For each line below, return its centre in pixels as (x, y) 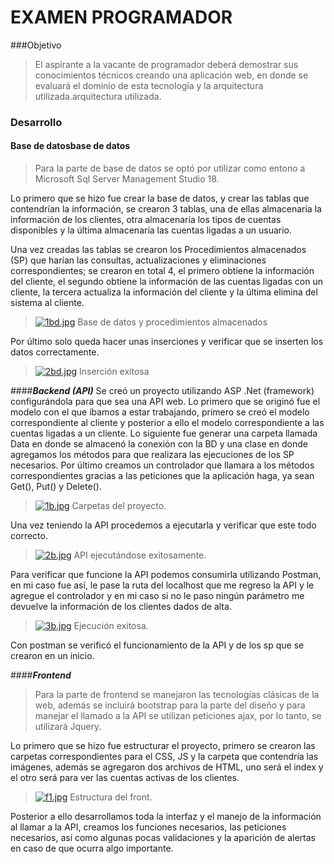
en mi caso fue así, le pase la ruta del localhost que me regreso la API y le (162, 585)
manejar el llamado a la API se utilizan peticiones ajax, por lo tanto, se (178, 716)
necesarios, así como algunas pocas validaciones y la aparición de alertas (163, 838)
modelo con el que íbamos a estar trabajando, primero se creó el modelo (160, 412)
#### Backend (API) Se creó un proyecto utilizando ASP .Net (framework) (162, 391)
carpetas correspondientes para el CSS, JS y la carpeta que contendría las (164, 757)
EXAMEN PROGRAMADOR (121, 17)
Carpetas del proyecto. (119, 506)
